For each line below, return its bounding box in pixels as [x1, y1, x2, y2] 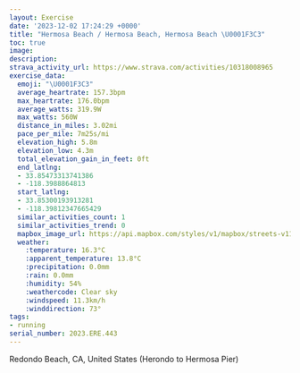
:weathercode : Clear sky [25, 287, 118, 296]
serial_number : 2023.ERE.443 [9, 329, 118, 338]
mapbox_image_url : [17, 229, 87, 238]
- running [9, 321, 46, 330]
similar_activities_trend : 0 [17, 221, 126, 230]
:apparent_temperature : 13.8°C [25, 254, 142, 264]
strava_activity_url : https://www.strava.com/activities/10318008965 [9, 64, 274, 72]
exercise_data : [9, 72, 66, 81]
